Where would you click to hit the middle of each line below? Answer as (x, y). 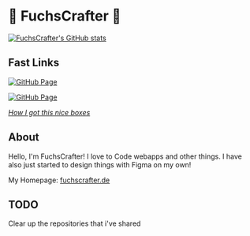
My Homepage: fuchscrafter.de (59, 180)
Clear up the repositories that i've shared (75, 223)
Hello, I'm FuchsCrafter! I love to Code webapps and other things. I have (125, 156)
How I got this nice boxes (49, 112)
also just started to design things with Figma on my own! (100, 164)
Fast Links (34, 63)
